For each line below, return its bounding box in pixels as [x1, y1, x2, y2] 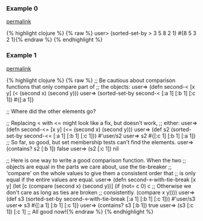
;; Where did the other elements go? [6, 107, 96, 115]
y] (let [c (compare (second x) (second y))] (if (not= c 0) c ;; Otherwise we [6, 182, 191, 190]
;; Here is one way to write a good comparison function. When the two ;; [6, 156, 187, 164]
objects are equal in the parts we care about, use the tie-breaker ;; [6, 163, 172, 170]
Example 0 [6, 4, 38, 13]
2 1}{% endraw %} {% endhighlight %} [6, 36, 103, 43]
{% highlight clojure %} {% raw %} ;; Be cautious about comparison [6, 77, 176, 84]
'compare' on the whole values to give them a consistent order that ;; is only [6, 169, 196, 176]
